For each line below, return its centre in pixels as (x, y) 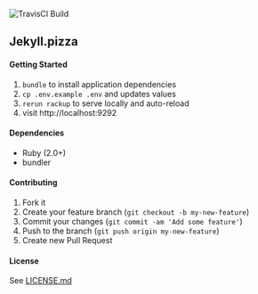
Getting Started (39, 64)
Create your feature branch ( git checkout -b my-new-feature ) (136, 212)
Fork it (34, 202)
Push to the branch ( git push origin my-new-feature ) (121, 231)
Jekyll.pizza (44, 41)
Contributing (33, 183)
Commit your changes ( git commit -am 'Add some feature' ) (132, 221)
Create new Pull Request (67, 240)
